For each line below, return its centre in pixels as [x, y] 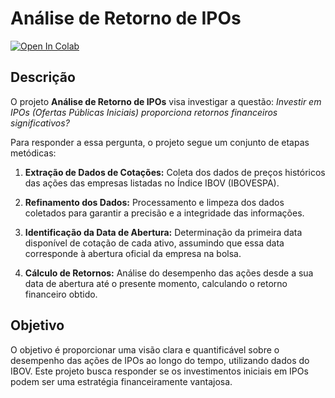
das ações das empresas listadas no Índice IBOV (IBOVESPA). [152, 183]
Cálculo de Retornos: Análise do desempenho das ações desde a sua [169, 273]
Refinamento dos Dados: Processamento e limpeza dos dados [154, 202]
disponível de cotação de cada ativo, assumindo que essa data [154, 243]
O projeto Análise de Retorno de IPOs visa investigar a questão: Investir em [166, 101]
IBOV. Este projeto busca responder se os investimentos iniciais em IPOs [159, 371]
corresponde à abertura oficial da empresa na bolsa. [133, 253]
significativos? [40, 123]
